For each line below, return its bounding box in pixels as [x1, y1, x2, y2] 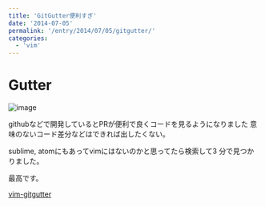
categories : [8, 34, 48, 43]
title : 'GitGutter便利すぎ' [8, 11, 98, 20]
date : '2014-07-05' [8, 19, 74, 27]
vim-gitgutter [8, 189, 52, 199]
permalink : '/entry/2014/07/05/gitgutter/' [8, 26, 156, 34]
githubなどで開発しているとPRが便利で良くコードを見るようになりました [8, 120, 248, 129]
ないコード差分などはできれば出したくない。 [22, 129, 170, 139]
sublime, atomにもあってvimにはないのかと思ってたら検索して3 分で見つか [8, 146, 255, 156]
